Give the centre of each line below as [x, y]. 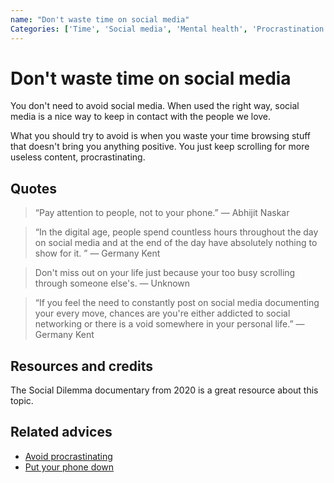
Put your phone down [69, 467]
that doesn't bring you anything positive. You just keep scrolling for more [160, 147]
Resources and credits [82, 366]
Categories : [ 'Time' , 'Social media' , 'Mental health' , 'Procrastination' [169, 29]
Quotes [34, 188]
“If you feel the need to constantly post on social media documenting [177, 303]
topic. [22, 401]
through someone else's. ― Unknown [112, 283]
